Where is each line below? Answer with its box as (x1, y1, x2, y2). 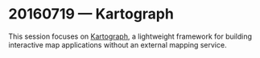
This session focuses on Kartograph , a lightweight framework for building (8, 31, 252, 41)
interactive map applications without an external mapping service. (8, 39, 227, 49)
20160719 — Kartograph (8, 5, 175, 23)
